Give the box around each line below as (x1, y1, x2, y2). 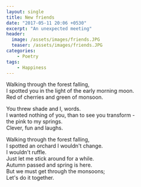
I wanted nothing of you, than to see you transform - (6, 111, 136, 119)
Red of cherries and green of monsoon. (6, 93, 103, 101)
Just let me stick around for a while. (6, 155, 94, 162)
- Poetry (17, 53, 39, 59)
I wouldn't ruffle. (6, 149, 47, 156)
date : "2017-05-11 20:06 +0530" (6, 20, 87, 26)
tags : (6, 59, 20, 65)
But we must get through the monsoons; (6, 168, 106, 175)
